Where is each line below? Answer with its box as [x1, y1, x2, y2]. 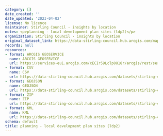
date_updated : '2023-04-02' [5, 16, 62, 21]
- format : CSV [5, 66, 34, 70]
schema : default [5, 119, 38, 124]
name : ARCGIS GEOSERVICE [9, 56, 60, 61]
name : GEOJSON [9, 83, 38, 88]
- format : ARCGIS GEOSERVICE [5, 52, 64, 57]
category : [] [5, 7, 32, 12]
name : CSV [9, 70, 29, 75]
